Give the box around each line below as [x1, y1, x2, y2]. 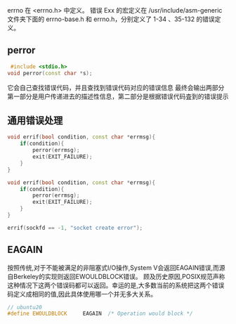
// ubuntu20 [7, 304, 42, 311]
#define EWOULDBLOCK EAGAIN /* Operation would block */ [7, 310, 193, 318]
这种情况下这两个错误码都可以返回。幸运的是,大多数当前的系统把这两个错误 [7, 280, 225, 290]
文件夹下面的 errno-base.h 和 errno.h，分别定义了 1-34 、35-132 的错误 [7, 15, 216, 23]
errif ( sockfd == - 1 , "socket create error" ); [7, 224, 143, 231]
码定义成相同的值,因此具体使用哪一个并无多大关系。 [7, 290, 157, 298]
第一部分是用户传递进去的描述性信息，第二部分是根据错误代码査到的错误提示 [7, 92, 229, 101]
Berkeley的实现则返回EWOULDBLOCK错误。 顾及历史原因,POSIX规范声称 [13, 272, 225, 280]
